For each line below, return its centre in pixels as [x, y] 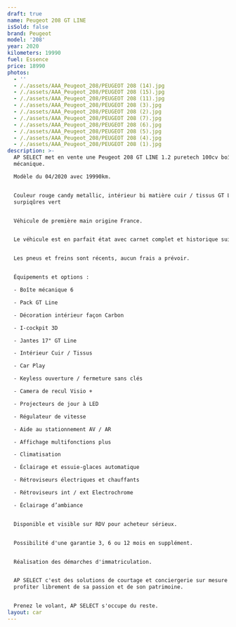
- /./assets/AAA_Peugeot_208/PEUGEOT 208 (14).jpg [89, 86]
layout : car [25, 612]
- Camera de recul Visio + [53, 391]
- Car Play [29, 366]
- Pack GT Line [36, 303]
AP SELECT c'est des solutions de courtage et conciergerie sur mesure [121, 581]
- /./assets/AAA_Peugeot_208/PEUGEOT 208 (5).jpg [87, 131]
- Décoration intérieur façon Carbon [69, 315]
